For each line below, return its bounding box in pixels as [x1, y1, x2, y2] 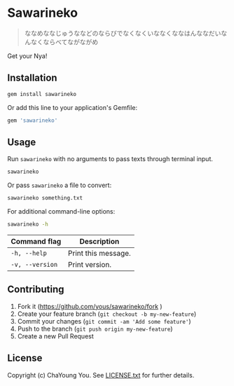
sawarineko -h [7, 221, 49, 228]
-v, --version [11, 261, 58, 268]
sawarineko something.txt [7, 195, 83, 202]
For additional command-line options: [7, 207, 116, 216]
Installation [7, 72, 57, 84]
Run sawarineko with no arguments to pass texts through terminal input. [7, 155, 214, 163]
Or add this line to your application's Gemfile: [7, 103, 138, 111]
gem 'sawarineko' [7, 117, 58, 124]
